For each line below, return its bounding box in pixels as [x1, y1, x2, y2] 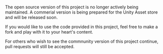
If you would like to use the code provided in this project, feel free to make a [5, 24, 158, 30]
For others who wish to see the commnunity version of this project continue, [5, 38, 159, 44]
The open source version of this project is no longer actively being [5, 4, 139, 10]
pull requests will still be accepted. [5, 44, 75, 49]
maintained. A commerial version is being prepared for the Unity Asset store [5, 9, 158, 15]
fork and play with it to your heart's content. [5, 29, 94, 35]
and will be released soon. [5, 15, 58, 20]
